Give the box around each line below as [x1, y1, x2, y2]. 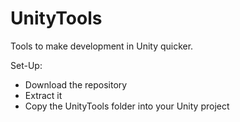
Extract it [24, 89, 63, 101]
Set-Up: [10, 59, 43, 71]
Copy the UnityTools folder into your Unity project [24, 100, 230, 112]
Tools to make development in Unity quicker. [10, 40, 194, 52]
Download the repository [24, 78, 128, 91]
